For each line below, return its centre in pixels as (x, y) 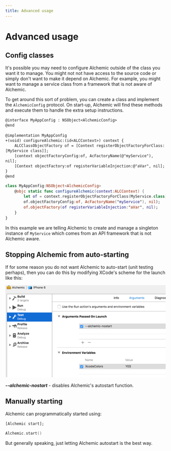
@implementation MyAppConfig (36, 135)
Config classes (30, 55)
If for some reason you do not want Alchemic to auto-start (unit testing (79, 267)
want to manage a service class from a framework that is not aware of (79, 84)
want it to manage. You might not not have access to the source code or (81, 73)
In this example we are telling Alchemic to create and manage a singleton (82, 228)
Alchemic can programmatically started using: (53, 414)
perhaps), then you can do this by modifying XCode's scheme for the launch (85, 272)
